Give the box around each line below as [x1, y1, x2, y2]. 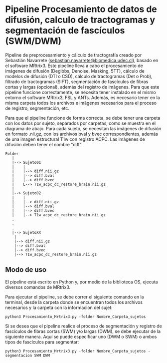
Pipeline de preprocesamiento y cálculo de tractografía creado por [5, 52, 142, 58]
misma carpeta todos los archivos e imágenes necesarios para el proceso [5, 100, 157, 106]
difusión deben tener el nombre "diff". [5, 141, 83, 147]
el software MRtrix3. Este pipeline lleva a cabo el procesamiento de [5, 63, 143, 69]
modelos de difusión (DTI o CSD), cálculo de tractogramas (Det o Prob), [5, 73, 153, 79]
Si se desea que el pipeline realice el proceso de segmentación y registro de [5, 323, 162, 329]
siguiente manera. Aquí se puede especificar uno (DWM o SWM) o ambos [5, 333, 157, 339]
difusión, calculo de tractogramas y [5, 14, 156, 26]
